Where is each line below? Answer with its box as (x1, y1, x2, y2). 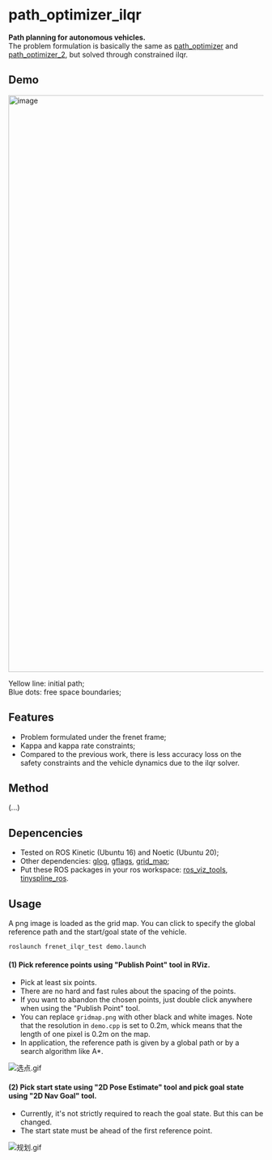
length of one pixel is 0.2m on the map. (19, 1030, 151, 1039)
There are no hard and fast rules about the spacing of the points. (19, 986, 236, 996)
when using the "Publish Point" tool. (19, 1004, 141, 1013)
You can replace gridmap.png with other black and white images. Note (19, 1012, 253, 1022)
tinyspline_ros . (19, 873, 69, 883)
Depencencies (8, 826, 83, 839)
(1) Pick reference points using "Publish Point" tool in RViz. (8, 959, 210, 969)
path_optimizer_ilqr (8, 6, 142, 24)
